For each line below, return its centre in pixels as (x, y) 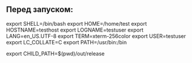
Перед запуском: (40, 10)
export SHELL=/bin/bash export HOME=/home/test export (77, 23)
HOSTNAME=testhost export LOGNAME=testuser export (75, 30)
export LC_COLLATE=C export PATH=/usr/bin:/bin (67, 42)
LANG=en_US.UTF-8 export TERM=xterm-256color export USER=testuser (96, 36)
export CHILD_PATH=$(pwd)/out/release (55, 53)
